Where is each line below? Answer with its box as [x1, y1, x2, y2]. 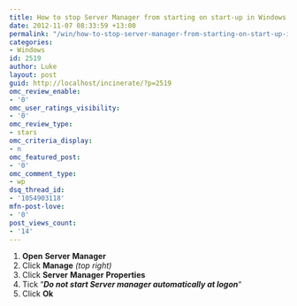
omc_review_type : [9, 120, 73, 129]
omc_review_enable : [9, 87, 81, 96]
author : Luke [9, 63, 57, 72]
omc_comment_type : [9, 169, 77, 178]
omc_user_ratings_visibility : [9, 103, 121, 112]
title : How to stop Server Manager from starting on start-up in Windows [9, 12, 287, 22]
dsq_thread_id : [9, 186, 65, 195]
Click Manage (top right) [21, 260, 112, 271]
